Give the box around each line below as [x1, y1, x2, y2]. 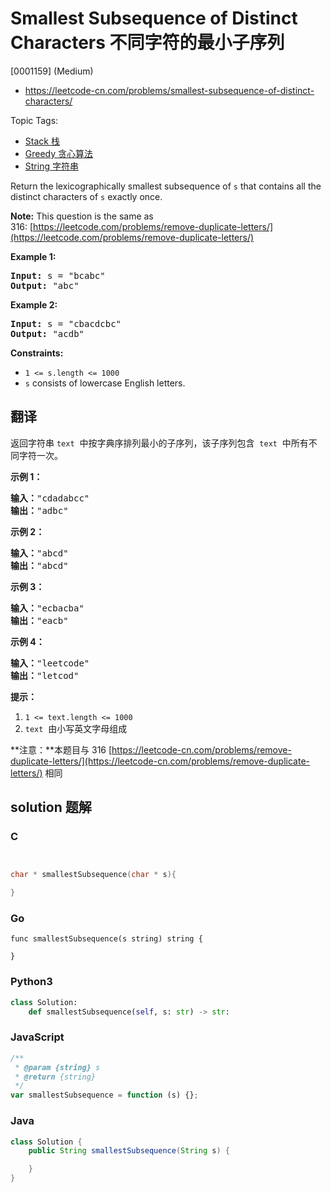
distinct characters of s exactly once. [10, 190, 163, 202]
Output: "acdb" [10, 328, 85, 339]
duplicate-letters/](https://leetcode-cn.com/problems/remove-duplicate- [10, 755, 311, 767]
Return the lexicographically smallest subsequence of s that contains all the [10, 180, 322, 192]
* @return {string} [14, 1072, 97, 1082]
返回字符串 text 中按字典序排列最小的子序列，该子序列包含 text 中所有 [10, 437, 309, 449]
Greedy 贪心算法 [24, 147, 94, 159]
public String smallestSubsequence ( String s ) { [28, 1146, 230, 1156]
